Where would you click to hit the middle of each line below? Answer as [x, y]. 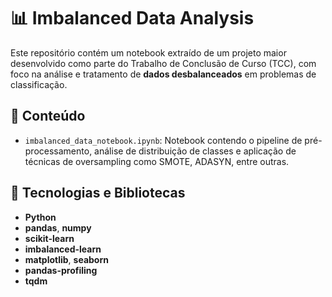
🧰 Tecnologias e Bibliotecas [98, 193]
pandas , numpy [58, 227]
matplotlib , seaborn [66, 259]
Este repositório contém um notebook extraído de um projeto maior [148, 52]
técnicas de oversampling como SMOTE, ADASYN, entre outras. [157, 161]
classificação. [39, 84]
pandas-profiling [61, 270]
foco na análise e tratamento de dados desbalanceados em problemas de [163, 74]
